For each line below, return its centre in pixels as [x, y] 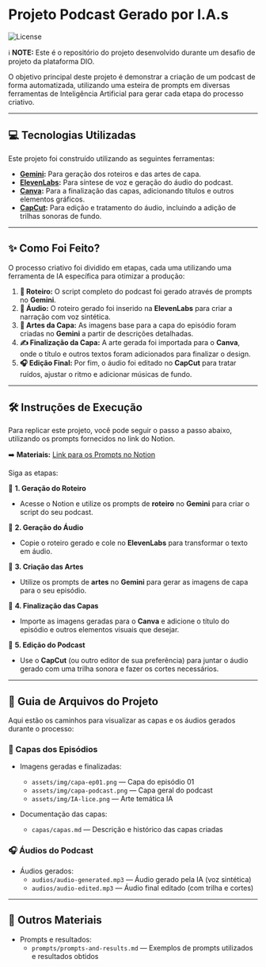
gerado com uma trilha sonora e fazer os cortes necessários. [119, 669]
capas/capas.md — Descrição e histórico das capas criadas [127, 830]
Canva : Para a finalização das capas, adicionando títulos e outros [127, 190]
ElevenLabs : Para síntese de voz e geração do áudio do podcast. [126, 182]
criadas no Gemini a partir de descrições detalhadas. [106, 333]
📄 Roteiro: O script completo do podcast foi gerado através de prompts [136, 291]
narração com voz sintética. [65, 317]
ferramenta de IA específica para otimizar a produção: [97, 276]
